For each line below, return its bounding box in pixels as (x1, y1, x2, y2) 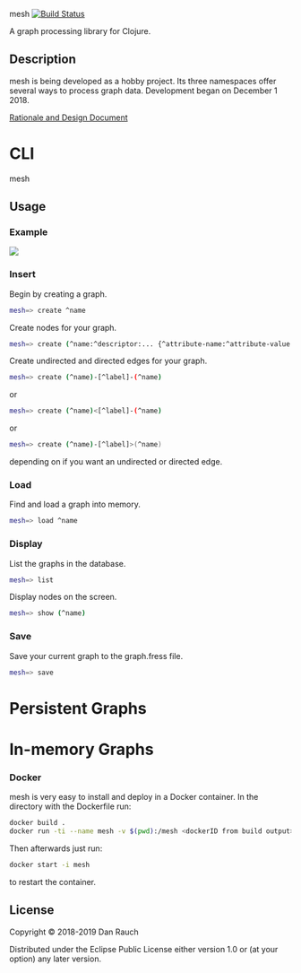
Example (9, 226, 48, 239)
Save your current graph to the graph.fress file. (9, 650, 184, 661)
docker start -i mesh (9, 860, 90, 869)
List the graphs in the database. (9, 558, 126, 569)
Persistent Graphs (9, 698, 147, 718)
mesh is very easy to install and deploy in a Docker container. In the (9, 792, 259, 803)
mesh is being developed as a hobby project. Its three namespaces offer (9, 75, 277, 86)
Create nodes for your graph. (9, 322, 117, 333)
